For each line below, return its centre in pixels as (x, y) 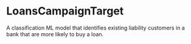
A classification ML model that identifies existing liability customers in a (96, 28)
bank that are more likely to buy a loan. (55, 34)
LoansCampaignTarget (65, 11)
